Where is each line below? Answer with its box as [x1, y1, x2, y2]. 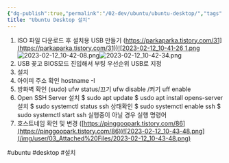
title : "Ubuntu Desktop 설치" [7, 16, 91, 23]
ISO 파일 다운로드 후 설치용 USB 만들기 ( [16, 36, 125, 45]
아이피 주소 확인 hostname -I [16, 76, 96, 84]
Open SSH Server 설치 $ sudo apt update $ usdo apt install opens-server [16, 93, 224, 101]
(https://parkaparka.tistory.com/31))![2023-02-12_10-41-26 [16, 44, 184, 52]
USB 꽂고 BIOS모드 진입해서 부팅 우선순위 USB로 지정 [16, 59, 162, 67]
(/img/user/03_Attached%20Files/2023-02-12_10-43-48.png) [16, 134, 191, 142]
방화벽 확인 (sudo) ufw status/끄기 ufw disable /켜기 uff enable [16, 85, 191, 93]
